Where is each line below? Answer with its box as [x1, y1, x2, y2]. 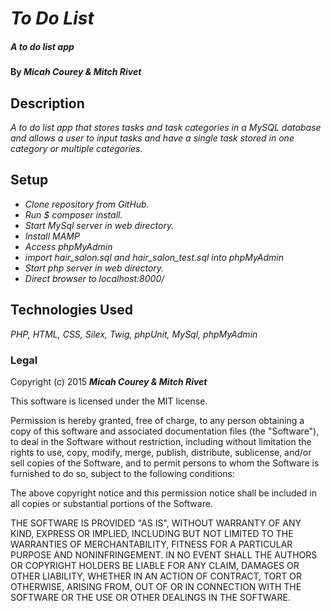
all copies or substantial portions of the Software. [10, 497, 213, 509]
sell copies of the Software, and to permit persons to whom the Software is [10, 457, 320, 469]
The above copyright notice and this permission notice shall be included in [10, 487, 317, 499]
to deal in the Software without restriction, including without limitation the [10, 435, 312, 447]
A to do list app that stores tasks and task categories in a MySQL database [10, 121, 322, 133]
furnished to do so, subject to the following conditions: [10, 467, 235, 479]
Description [10, 95, 85, 112]
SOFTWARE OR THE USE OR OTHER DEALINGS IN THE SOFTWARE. [10, 591, 291, 603]
